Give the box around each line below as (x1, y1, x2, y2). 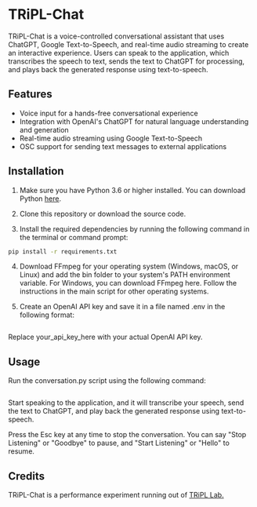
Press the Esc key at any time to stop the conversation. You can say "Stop (8, 430, 247, 440)
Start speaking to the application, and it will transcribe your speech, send (8, 398, 244, 407)
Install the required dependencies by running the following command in (19, 224, 250, 233)
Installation (8, 165, 64, 178)
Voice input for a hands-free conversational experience (19, 108, 198, 118)
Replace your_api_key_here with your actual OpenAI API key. (8, 332, 203, 342)
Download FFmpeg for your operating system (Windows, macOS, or (19, 261, 239, 272)
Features (8, 88, 52, 101)
